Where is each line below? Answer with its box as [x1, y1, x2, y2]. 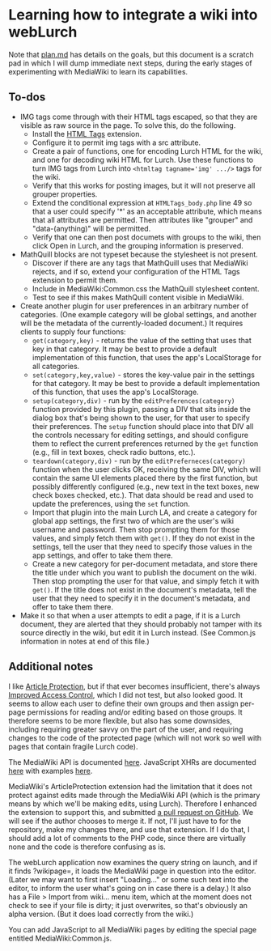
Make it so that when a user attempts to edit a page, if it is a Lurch [19, 610, 241, 620]
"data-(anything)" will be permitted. [32, 223, 151, 233]
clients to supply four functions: [19, 326, 127, 337]
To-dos [8, 91, 46, 104]
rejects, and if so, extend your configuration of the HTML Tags [32, 266, 240, 276]
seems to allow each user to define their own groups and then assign [8, 698, 239, 708]
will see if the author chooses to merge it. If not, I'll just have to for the [8, 816, 242, 826]
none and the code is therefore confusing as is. [8, 842, 166, 851]
